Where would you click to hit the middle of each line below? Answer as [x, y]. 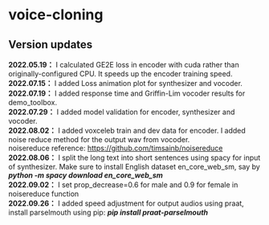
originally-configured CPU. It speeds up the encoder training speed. [120, 74]
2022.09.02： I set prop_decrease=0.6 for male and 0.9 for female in [123, 185]
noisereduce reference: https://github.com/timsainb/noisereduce [116, 148]
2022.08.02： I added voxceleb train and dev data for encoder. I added [127, 131]
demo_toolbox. [33, 102]
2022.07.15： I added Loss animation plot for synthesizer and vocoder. [126, 83]
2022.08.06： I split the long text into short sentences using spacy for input [134, 157]
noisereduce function [44, 194]
